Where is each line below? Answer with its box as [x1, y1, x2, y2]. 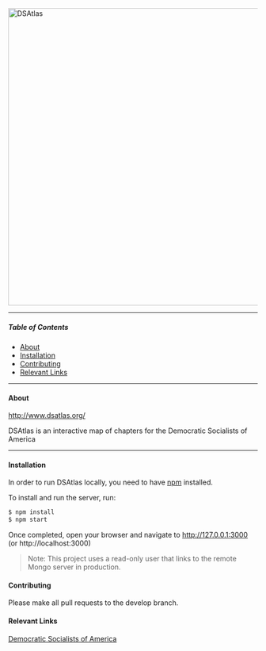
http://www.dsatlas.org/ [8, 411, 85, 420]
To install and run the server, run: [8, 493, 116, 503]
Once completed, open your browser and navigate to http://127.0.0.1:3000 [8, 530, 248, 540]
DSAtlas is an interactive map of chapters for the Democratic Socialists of [8, 426, 248, 435]
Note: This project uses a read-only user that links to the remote [27, 554, 237, 564]
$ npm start [8, 515, 47, 524]
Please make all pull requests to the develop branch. [8, 598, 179, 607]
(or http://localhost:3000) [8, 538, 91, 548]
